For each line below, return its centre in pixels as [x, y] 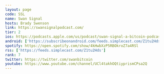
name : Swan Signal [24, 18]
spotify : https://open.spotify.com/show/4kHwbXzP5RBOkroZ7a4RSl [72, 46]
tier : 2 [13, 32]
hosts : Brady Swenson [27, 23]
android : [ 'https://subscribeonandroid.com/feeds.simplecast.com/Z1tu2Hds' [84, 41]
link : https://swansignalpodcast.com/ [44, 28]
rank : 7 [13, 55]
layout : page [18, 9]
